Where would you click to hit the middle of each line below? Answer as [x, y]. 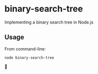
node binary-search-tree [29, 58]
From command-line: [25, 49]
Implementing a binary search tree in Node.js [49, 22]
